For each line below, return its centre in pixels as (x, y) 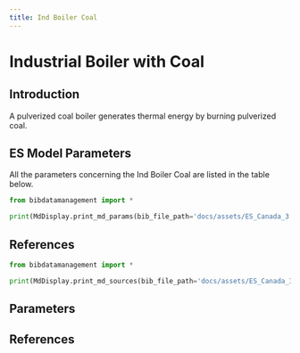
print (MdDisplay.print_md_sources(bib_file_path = (104, 281)
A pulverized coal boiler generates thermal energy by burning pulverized (143, 116)
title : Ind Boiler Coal (54, 17)
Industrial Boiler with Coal (107, 61)
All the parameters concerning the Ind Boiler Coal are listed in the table (140, 175)
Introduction (45, 94)
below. (21, 185)
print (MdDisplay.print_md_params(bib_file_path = (101, 217)
